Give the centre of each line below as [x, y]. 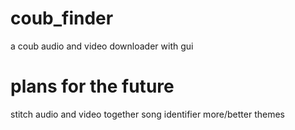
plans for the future [92, 86]
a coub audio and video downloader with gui [102, 46]
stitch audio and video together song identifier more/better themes [147, 114]
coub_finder [62, 18]
